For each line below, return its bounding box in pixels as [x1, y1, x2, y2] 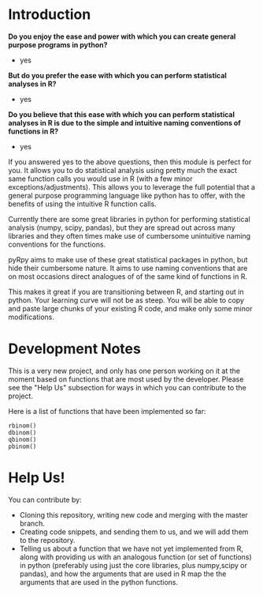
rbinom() [8, 421, 37, 430]
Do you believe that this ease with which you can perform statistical [8, 109, 235, 119]
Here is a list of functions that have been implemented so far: [8, 406, 206, 416]
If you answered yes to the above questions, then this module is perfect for [8, 156, 252, 167]
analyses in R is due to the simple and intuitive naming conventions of [8, 118, 242, 127]
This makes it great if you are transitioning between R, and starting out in [8, 287, 244, 296]
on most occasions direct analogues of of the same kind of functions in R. [8, 271, 248, 281]
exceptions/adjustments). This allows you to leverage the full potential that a [8, 182, 256, 191]
